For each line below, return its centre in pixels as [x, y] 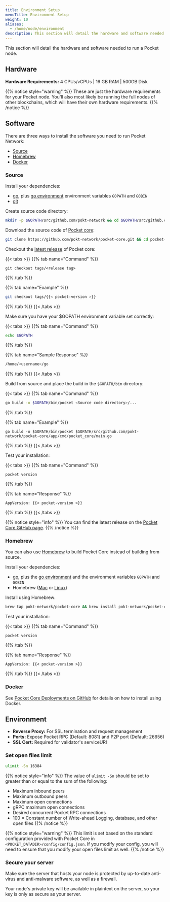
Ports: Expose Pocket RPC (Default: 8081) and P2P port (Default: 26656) [88, 737]
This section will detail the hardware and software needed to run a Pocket [82, 48]
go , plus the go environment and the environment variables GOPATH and [86, 577]
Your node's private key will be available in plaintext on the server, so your [82, 888]
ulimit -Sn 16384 [24, 766]
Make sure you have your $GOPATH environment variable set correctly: [80, 316]
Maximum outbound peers [40, 796]
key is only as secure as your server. [43, 894]
